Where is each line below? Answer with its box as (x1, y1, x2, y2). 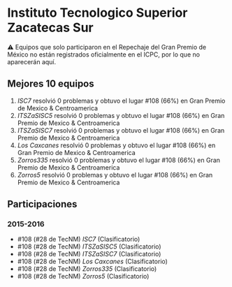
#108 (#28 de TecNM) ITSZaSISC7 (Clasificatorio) (17, 250, 161, 258)
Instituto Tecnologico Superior (7, 5, 188, 21)
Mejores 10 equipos (7, 78, 94, 90)
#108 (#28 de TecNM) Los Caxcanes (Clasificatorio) (17, 257, 168, 266)
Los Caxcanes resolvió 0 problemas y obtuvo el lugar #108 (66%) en (17, 141, 216, 149)
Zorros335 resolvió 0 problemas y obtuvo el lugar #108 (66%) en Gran (17, 156, 221, 164)
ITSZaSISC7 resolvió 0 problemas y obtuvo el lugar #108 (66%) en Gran (17, 126, 225, 134)
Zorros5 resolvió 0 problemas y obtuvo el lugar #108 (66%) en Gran (17, 170, 213, 179)
